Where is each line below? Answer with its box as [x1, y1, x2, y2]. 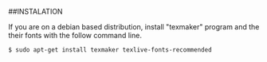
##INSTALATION [8, 7, 63, 16]
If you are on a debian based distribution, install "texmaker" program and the [8, 22, 260, 31]
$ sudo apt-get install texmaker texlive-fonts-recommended [8, 46, 213, 54]
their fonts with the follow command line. [8, 31, 142, 40]
